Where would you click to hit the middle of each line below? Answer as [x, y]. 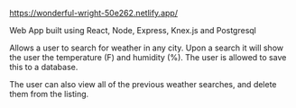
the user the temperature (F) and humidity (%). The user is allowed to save [148, 57]
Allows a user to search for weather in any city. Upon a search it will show [147, 48]
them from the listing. [49, 94]
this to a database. [44, 67]
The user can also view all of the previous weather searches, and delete [143, 84]
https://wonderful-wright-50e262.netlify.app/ [94, 13]
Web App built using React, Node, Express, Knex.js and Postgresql [133, 30]
